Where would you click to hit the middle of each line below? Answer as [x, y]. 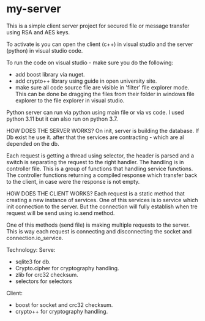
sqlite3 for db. [33, 262]
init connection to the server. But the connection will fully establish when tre [102, 206]
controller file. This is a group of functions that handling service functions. [100, 168]
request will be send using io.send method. [61, 213]
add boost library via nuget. [50, 74]
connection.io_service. [35, 238]
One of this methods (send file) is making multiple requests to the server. [98, 225]
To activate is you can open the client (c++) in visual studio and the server [100, 44]
